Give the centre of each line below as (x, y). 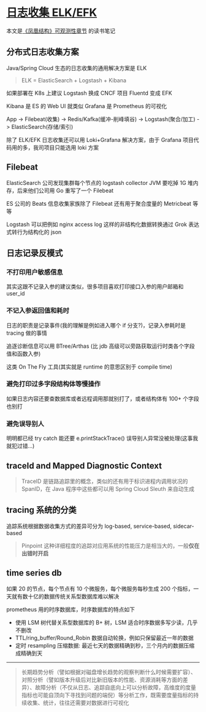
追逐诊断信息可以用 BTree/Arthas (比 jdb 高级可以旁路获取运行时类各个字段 (101, 346)
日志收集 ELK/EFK (52, 13)
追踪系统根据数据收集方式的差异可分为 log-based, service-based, (89, 526)
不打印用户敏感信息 (35, 272)
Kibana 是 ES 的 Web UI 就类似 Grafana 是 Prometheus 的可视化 (87, 106)
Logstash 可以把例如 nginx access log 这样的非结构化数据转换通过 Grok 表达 (103, 224)
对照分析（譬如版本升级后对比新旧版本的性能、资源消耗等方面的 (102, 679)
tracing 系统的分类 (41, 510)
